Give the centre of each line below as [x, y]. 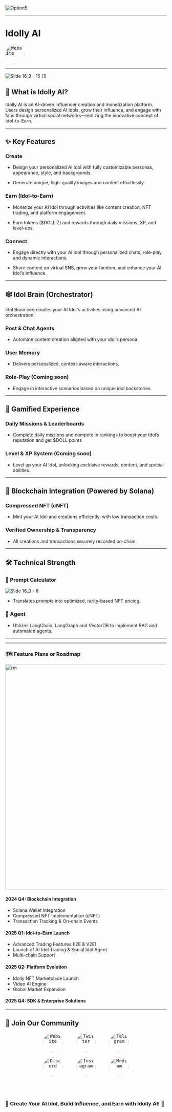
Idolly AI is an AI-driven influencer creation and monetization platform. [79, 104]
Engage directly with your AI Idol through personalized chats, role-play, [88, 252]
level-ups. [23, 228]
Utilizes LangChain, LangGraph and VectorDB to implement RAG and [85, 625]
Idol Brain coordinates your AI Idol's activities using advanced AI [73, 309]
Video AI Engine [30, 983]
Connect [16, 241]
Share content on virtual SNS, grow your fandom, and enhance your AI [87, 268]
